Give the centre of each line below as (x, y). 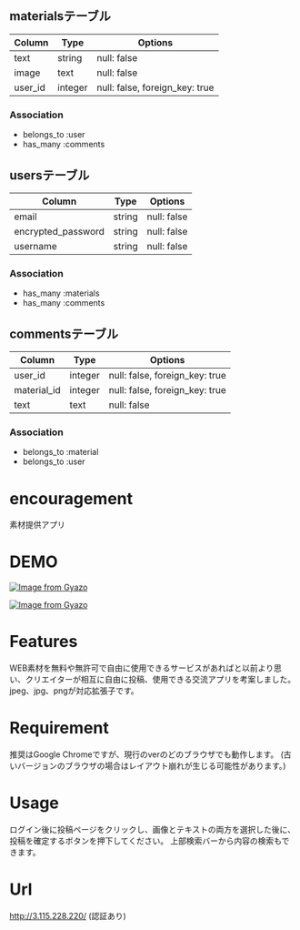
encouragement (71, 498)
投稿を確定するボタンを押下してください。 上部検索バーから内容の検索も (145, 841)
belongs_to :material (60, 452)
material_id (37, 390)
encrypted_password (59, 231)
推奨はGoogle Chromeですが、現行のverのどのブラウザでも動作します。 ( (147, 754)
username (35, 246)
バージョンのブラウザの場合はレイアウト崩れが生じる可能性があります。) (151, 766)
